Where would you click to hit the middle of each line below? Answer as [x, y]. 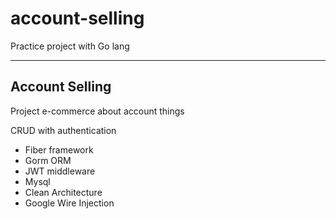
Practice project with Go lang [70, 46]
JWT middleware [60, 171]
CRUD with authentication [63, 130]
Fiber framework [59, 149]
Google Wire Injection [69, 203]
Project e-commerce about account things [97, 111]
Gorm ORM [48, 160]
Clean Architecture [63, 192]
